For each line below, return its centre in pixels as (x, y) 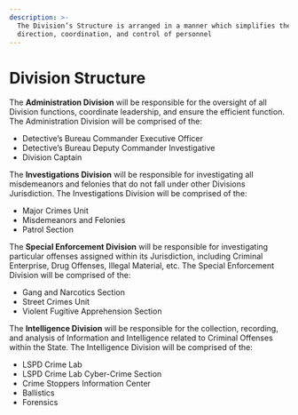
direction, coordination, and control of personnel (115, 34)
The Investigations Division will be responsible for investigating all (132, 175)
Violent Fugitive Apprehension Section (92, 311)
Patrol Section (47, 230)
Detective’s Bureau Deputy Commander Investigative (118, 148)
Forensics (40, 403)
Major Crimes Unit (55, 211)
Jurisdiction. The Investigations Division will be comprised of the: (128, 194)
